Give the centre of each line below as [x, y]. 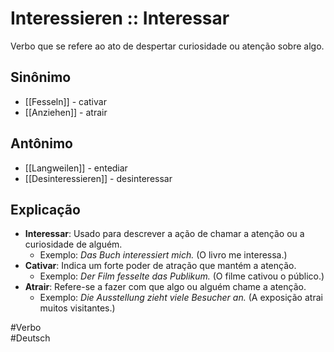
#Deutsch [30, 338]
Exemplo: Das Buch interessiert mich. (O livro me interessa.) [163, 255]
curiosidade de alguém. [73, 244]
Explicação [45, 209]
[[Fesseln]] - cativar [65, 101]
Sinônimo [41, 77]
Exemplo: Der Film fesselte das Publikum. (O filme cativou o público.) [182, 276]
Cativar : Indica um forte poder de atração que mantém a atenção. [160, 266]
